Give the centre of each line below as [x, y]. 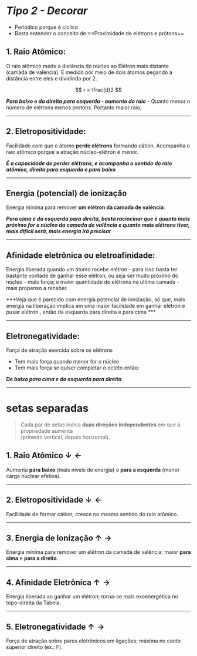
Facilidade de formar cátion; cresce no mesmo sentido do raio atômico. [92, 514]
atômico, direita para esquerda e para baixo [61, 169]
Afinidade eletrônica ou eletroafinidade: [81, 255]
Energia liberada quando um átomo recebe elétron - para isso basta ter [92, 270]
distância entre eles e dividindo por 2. [52, 78]
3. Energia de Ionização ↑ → [59, 538]
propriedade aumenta [47, 430]
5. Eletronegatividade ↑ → [55, 627]
